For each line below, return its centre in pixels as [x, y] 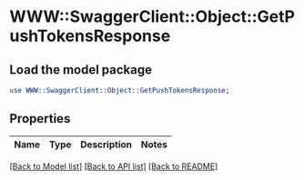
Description [106, 145]
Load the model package [81, 70]
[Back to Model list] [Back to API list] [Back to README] [114, 166]
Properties [40, 119]
